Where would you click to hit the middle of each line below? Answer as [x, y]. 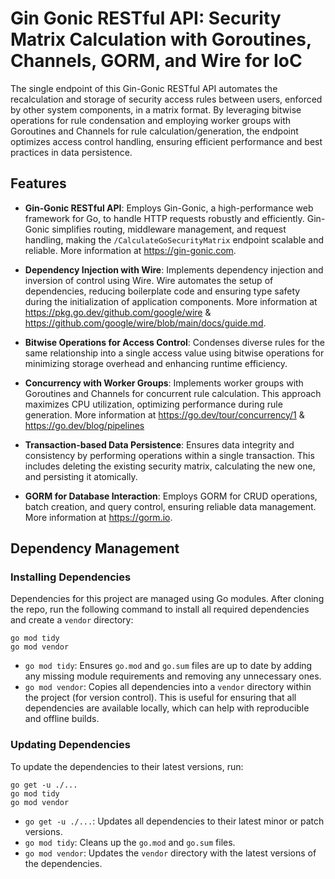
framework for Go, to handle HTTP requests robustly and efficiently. [164, 218]
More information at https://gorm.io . [98, 517]
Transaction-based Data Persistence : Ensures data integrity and [159, 444]
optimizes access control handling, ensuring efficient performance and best [166, 141]
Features [38, 183]
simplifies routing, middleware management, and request [169, 229]
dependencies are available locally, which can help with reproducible [167, 708]
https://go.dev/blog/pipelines [84, 425]
